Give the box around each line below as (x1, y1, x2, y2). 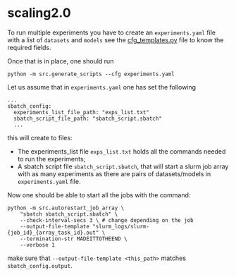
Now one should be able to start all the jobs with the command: (7, 190, 191, 199)
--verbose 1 (20, 241, 55, 248)
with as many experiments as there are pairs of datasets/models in (17, 169, 211, 178)
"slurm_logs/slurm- (92, 223, 150, 230)
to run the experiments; (17, 154, 86, 163)
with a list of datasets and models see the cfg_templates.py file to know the (7, 35, 224, 44)
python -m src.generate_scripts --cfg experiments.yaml (7, 70, 175, 78)
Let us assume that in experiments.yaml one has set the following (7, 82, 196, 91)
